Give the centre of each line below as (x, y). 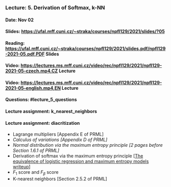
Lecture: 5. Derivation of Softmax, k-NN (55, 8)
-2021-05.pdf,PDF (25, 54)
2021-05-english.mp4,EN (33, 88)
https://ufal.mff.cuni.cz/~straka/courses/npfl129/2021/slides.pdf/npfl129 (86, 48)
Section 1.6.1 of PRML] (36, 151)
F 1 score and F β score (35, 173)
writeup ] (21, 167)
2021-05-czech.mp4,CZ (32, 71)
